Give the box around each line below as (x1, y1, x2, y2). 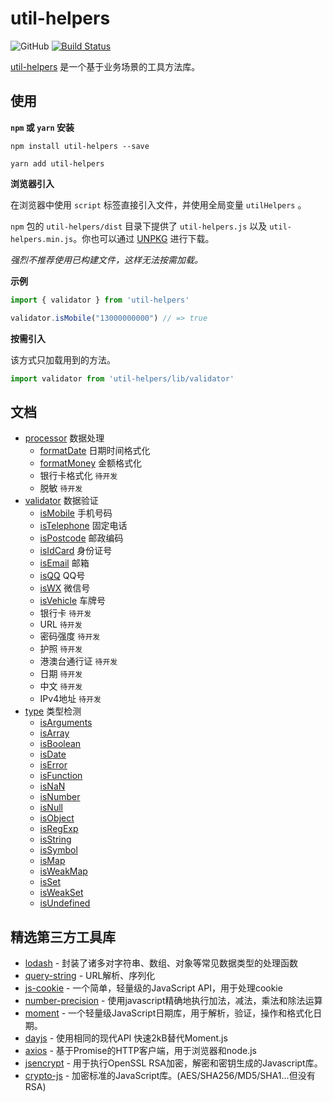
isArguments (39, 717, 93, 729)
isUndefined (39, 897, 91, 909)
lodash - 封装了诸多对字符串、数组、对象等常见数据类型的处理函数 (24, 957, 299, 969)
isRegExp (39, 823, 79, 835)
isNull (39, 802, 63, 814)
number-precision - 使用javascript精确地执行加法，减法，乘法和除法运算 (24, 995, 323, 1006)
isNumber (39, 791, 81, 803)
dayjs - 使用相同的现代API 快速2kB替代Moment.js (24, 1032, 228, 1044)
